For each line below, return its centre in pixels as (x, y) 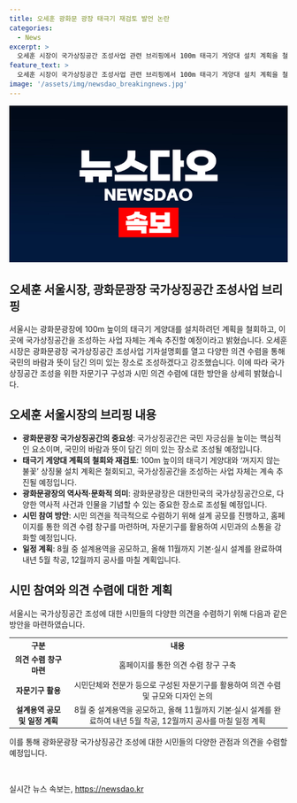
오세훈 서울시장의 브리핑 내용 (83, 415)
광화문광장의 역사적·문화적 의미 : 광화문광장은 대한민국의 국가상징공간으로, (148, 493)
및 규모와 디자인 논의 (178, 696)
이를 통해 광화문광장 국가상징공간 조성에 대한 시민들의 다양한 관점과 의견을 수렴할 (148, 742)
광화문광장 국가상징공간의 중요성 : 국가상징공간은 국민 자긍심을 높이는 (140, 437)
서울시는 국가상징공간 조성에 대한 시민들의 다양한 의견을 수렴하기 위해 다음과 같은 (148, 613)
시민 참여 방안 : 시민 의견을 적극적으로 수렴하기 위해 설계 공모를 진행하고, (145, 515)
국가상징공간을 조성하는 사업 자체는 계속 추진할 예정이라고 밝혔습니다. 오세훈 (156, 340)
